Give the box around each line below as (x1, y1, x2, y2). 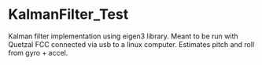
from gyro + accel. (8, 48, 68, 57)
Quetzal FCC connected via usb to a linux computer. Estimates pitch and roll (8, 39, 255, 49)
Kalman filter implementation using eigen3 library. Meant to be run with (8, 31, 238, 41)
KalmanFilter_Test (8, 5, 129, 23)
